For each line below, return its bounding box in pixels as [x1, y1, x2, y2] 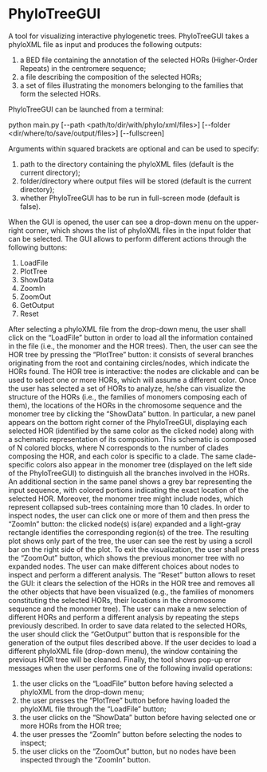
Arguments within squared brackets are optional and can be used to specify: [8, 144, 260, 153]
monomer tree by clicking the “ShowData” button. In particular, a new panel [8, 408, 257, 419]
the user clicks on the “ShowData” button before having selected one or [19, 712, 257, 722]
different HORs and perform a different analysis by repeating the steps [8, 612, 240, 622]
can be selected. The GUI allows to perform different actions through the [8, 234, 247, 243]
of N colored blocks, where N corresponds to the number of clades [8, 443, 229, 452]
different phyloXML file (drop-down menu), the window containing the [8, 646, 238, 656]
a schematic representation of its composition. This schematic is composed [8, 434, 257, 443]
